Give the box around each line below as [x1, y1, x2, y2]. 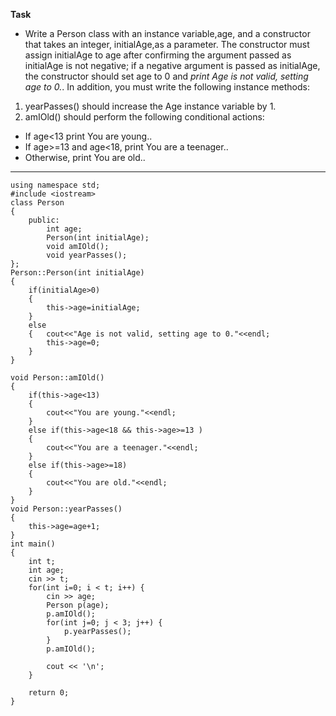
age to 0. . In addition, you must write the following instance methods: [24, 81, 310, 93]
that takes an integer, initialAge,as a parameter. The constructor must [24, 39, 310, 50]
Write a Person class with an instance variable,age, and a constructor [24, 28, 311, 39]
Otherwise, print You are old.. [24, 152, 146, 163]
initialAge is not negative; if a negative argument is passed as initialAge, [24, 60, 321, 71]
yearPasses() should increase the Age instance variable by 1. [24, 100, 277, 112]
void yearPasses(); [46, 250, 128, 260]
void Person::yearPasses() [10, 504, 123, 514]
